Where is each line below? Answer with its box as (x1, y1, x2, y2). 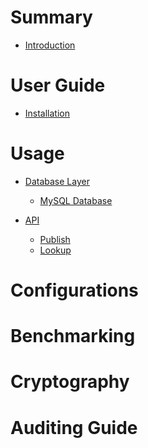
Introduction (24, 39, 76, 51)
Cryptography (10, 371, 130, 393)
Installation (24, 107, 71, 119)
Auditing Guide (10, 416, 138, 439)
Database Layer (24, 175, 90, 187)
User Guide (10, 74, 106, 97)
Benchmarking (10, 325, 136, 348)
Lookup (39, 244, 72, 256)
